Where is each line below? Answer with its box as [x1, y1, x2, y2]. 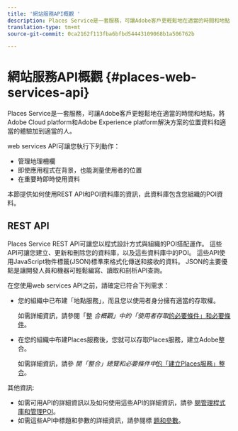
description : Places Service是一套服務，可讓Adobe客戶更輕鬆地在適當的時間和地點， [7, 17, 236, 24]
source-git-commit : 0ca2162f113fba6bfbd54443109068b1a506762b [7, 30, 195, 38]
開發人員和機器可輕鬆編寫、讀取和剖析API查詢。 [25, 266, 166, 274]
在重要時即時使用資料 [17, 175, 80, 183]
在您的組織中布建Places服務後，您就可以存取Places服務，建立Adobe [17, 335, 219, 344]
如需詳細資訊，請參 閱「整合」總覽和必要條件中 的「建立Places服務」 [17, 359, 220, 368]
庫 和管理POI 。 [17, 408, 60, 415]
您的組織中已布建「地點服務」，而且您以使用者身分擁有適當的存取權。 [17, 296, 220, 305]
